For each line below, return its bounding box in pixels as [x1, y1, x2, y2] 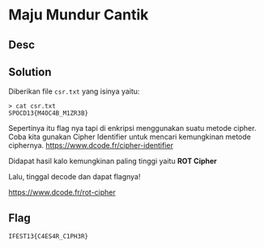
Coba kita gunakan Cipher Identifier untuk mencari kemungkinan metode [8, 132, 251, 142]
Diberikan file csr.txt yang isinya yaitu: [8, 86, 140, 96]
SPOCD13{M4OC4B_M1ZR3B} [8, 109, 89, 118]
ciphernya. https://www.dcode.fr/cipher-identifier [8, 141, 174, 150]
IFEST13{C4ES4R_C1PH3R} [8, 233, 89, 241]
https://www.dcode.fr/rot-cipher [8, 187, 116, 197]
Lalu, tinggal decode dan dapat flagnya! [8, 172, 141, 182]
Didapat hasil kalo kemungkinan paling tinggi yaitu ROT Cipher [8, 156, 217, 166]
